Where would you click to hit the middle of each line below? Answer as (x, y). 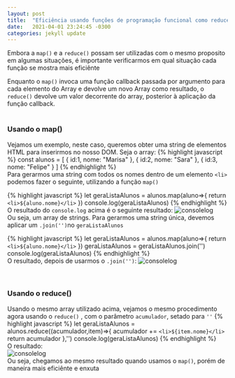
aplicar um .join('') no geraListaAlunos (65, 225)
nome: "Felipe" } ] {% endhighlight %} (62, 167)
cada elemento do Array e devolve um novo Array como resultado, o (106, 89)
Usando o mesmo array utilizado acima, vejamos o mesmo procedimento (112, 309)
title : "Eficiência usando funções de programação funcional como (108, 20)
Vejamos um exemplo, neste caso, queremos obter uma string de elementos (117, 145)
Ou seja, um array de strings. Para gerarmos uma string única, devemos (111, 217)
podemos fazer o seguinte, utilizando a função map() (83, 182)
